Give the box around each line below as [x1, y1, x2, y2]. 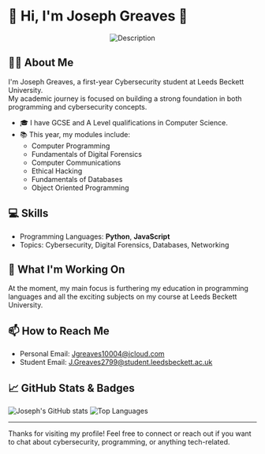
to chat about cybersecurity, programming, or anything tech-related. [8, 437, 230, 446]
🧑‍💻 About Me [8, 56, 74, 69]
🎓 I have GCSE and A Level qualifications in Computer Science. [19, 117, 229, 127]
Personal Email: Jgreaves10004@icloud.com [19, 349, 165, 359]
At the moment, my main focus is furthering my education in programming [8, 284, 248, 293]
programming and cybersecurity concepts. [8, 102, 147, 111]
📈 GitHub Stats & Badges [8, 381, 136, 395]
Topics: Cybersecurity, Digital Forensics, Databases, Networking [19, 240, 230, 249]
